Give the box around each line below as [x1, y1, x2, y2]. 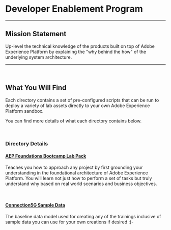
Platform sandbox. [5, 108, 44, 114]
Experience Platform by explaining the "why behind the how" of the [5, 48, 147, 55]
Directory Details [5, 140, 48, 147]
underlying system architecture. [5, 54, 72, 60]
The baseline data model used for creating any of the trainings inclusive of [5, 213, 161, 219]
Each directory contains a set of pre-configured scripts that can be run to [5, 97, 159, 103]
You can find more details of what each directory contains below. [5, 118, 141, 124]
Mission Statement [5, 30, 67, 38]
